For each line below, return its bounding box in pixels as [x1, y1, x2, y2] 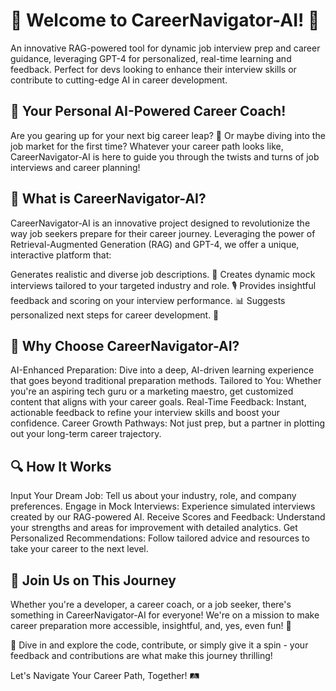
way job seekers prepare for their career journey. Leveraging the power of [10, 227, 316, 239]
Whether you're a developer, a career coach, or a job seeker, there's [10, 599, 292, 610]
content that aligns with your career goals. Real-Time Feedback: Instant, [10, 396, 307, 408]
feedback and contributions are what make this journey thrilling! [10, 650, 273, 661]
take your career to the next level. [10, 543, 149, 555]
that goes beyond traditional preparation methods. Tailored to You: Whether [10, 375, 322, 387]
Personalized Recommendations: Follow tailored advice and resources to [10, 532, 310, 544]
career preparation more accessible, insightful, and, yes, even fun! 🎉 [10, 620, 292, 631]
